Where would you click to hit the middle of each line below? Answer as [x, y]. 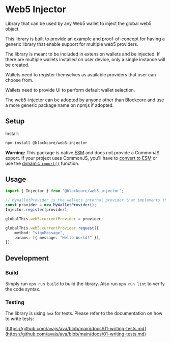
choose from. [19, 80]
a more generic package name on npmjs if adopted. [60, 105]
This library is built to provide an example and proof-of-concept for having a [85, 39]
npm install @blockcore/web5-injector [46, 143]
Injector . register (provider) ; [37, 210]
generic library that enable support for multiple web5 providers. [72, 44]
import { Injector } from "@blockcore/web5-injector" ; [65, 191]
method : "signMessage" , [40, 233]
